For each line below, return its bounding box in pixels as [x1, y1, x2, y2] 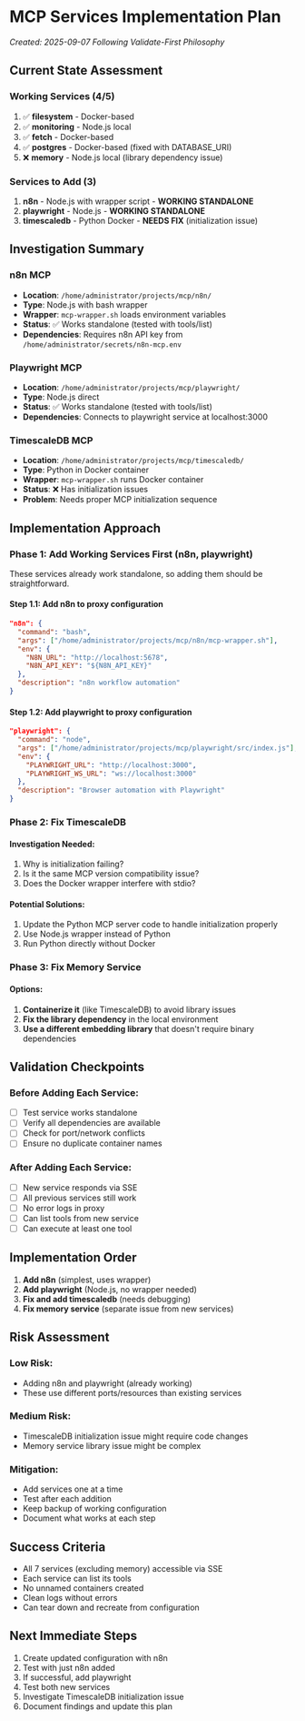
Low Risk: [9, 1357, 54, 1370]
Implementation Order [9, 1250, 138, 1266]
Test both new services [22, 1681, 111, 1692]
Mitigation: [9, 1463, 59, 1475]
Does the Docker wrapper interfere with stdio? [22, 878, 196, 889]
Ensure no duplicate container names [22, 1138, 162, 1149]
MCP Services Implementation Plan [9, 6, 281, 27]
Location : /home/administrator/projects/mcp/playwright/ [22, 381, 241, 392]
